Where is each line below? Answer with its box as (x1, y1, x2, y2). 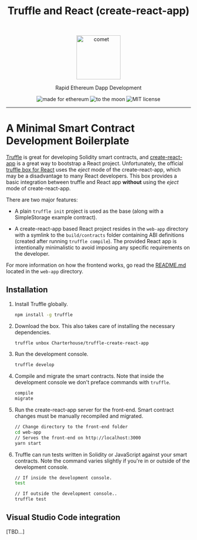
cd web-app (14, 429, 42, 435)
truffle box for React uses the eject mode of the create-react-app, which (6, 166, 181, 173)
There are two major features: (6, 196, 78, 203)
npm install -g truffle (14, 311, 73, 318)
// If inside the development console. (14, 475, 113, 481)
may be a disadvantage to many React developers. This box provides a (6, 172, 177, 179)
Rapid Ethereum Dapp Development (55, 84, 142, 91)
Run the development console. (14, 351, 89, 358)
